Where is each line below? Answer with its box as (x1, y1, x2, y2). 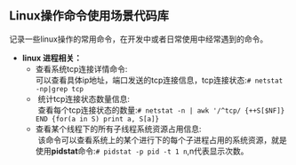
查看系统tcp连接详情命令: (35, 63, 128, 74)
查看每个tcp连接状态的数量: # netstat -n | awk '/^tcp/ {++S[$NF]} (37, 105, 285, 115)
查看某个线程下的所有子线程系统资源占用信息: (35, 123, 202, 134)
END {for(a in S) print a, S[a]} (35, 114, 160, 123)
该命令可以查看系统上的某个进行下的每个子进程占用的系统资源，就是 (37, 134, 287, 145)
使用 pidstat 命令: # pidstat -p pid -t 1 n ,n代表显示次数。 (35, 145, 249, 156)
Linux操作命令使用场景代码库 (9, 8, 169, 24)
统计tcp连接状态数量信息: (37, 93, 131, 104)
